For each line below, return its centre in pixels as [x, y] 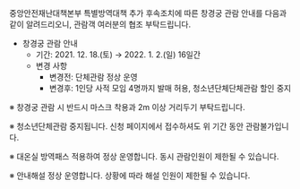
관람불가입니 [267, 126]
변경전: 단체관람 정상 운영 [93, 77]
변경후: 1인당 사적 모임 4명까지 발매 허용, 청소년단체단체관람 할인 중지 [170, 88]
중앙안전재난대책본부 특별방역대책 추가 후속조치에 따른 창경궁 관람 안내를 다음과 [148, 13]
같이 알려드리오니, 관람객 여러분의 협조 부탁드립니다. [100, 24]
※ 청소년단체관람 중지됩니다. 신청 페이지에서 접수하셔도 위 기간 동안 [127, 126]
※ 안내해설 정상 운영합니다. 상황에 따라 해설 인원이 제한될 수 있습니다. [130, 176]
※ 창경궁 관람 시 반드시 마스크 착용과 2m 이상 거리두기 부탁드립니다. [127, 107]
